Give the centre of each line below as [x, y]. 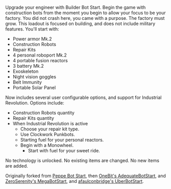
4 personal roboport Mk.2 [40, 55]
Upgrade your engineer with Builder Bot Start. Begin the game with [76, 7]
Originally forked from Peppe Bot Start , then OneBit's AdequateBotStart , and [86, 176]
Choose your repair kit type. [50, 129]
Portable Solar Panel [34, 88]
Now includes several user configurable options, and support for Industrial [83, 97]
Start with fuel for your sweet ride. [64, 151]
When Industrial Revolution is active [50, 124]
